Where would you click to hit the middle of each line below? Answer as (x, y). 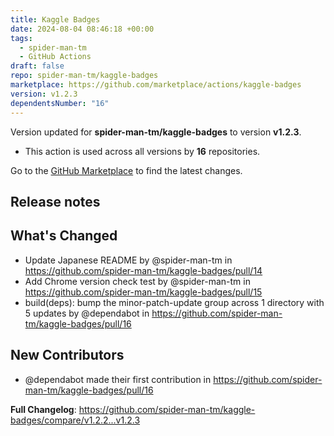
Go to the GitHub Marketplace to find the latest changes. (126, 170)
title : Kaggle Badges (55, 19)
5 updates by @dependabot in (87, 313)
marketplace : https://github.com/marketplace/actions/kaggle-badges (156, 85)
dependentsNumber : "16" (60, 103)
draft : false (37, 66)
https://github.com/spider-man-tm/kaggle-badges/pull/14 (143, 270)
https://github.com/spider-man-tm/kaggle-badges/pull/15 (143, 292)
